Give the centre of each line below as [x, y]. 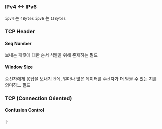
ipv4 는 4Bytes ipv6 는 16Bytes [35, 18]
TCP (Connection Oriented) [39, 98]
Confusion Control [25, 110]
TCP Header [20, 32]
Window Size [19, 67]
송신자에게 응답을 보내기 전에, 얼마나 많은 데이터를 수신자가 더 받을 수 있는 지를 [81, 79]
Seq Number [18, 43]
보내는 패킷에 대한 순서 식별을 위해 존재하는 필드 [52, 55]
